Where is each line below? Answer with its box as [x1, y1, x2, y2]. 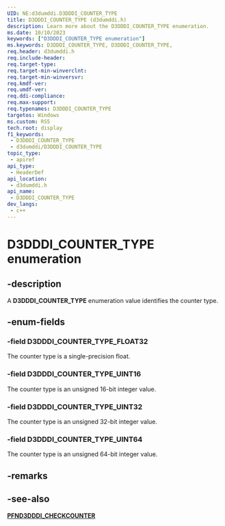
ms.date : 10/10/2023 [7, 29, 66, 36]
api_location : [7, 175, 48, 182]
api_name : [7, 188, 36, 195]
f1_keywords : [7, 131, 44, 137]
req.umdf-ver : [7, 86, 48, 93]
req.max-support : [7, 99, 57, 106]
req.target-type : [7, 61, 57, 68]
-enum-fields [7, 316, 65, 328]
